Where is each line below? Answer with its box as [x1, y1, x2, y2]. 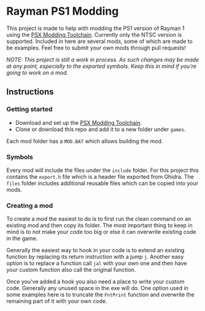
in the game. [6, 234, 38, 242]
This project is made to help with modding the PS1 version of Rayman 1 [6, 24, 185, 32]
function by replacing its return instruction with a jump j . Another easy [6, 253, 184, 261]
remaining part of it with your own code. [6, 298, 108, 305]
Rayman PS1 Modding [6, 4, 119, 18]
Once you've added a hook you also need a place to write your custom [6, 278, 185, 285]
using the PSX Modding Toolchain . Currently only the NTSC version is [6, 31, 182, 38]
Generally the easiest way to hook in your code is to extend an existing [6, 247, 185, 254]
